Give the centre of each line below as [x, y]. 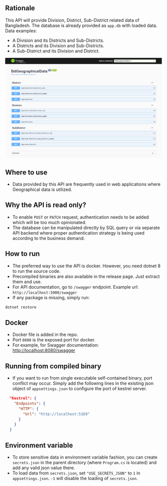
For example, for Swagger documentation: [56, 345]
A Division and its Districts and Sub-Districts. [58, 40]
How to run [23, 254]
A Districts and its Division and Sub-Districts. [58, 45]
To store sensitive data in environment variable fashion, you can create [85, 457]
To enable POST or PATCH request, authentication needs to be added [81, 217]
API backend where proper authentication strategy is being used [79, 233]
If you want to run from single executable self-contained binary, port [82, 378]
